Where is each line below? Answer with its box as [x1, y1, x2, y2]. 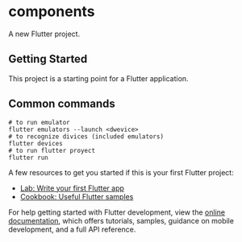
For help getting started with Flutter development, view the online [8, 207, 226, 217]
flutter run [8, 154, 48, 162]
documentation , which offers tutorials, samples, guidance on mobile [8, 215, 234, 225]
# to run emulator [8, 118, 70, 126]
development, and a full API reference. [8, 224, 136, 234]
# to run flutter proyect [8, 146, 95, 154]
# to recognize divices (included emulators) [8, 132, 164, 141]
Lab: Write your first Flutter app [19, 183, 125, 193]
